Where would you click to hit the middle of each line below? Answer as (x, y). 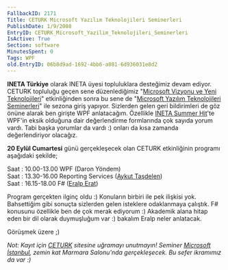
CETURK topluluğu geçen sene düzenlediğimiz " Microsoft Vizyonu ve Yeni (112, 91)
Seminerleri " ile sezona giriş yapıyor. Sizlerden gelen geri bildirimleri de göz (114, 106)
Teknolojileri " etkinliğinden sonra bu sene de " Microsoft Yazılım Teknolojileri (114, 98)
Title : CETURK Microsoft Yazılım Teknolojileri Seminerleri (95, 20)
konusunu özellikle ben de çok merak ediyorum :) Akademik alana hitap (107, 211)
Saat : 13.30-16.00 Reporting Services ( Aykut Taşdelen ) (85, 176)
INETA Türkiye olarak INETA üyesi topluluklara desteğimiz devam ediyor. (110, 84)
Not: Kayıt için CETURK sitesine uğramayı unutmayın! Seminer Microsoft (109, 245)
